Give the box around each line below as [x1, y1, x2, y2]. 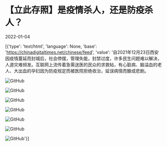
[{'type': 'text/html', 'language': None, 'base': [5, 43, 97, 49]
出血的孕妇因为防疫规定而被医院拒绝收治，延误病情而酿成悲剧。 [18, 68, 149, 73]
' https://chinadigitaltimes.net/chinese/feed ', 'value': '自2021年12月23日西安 [5, 49, 159, 55]
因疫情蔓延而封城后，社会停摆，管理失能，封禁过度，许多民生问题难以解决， [5, 55, 162, 61]
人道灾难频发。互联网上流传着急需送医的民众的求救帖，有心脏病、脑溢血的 [5, 62, 158, 68]
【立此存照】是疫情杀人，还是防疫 [5, 4, 145, 16]
